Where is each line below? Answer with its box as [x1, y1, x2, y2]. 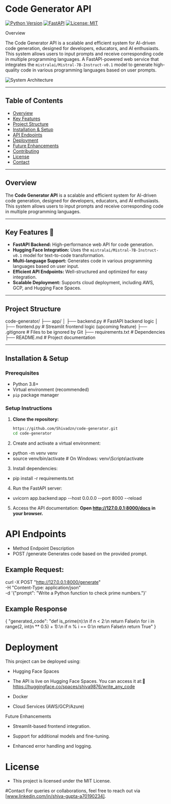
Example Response [5, 605, 67, 613]
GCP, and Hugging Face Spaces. [12, 285, 81, 291]
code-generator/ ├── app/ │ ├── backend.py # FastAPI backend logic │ [5, 318, 158, 325]
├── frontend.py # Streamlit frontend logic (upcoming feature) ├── [5, 324, 148, 330]
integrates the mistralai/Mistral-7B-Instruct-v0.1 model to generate [5, 61, 153, 67]
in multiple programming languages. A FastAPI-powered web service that [5, 56, 159, 62]
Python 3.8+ [12, 381, 39, 387]
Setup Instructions [5, 404, 52, 411]
